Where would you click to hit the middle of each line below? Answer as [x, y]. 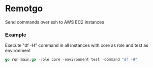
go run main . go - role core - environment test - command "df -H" [71, 60]
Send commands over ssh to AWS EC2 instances [55, 22]
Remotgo [24, 9]
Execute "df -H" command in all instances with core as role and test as [77, 45]
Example [16, 35]
